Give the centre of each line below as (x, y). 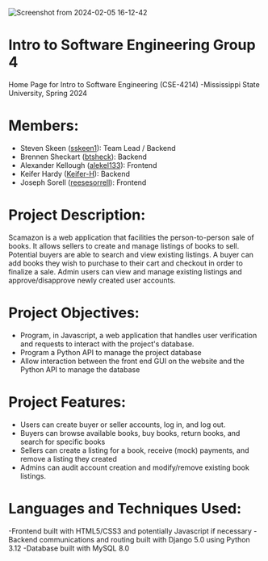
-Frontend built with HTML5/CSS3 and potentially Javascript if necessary (130, 531)
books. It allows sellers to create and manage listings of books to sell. (124, 245)
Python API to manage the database (80, 369)
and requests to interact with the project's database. (107, 344)
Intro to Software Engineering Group (132, 45)
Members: (44, 126)
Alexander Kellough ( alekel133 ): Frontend (88, 165)
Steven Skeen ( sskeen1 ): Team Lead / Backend (98, 148)
